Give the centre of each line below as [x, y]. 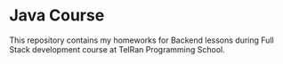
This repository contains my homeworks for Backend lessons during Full [141, 40]
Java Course [57, 16]
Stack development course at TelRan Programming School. [117, 49]
